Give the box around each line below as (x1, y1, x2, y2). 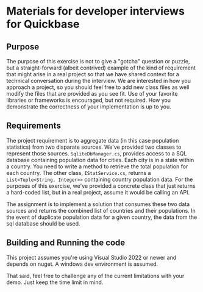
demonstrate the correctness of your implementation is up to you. (6, 103, 172, 110)
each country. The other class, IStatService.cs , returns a (6, 169, 151, 176)
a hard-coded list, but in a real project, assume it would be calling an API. (6, 188, 190, 196)
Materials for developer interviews (6, 4, 185, 18)
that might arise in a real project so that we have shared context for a (6, 71, 180, 77)
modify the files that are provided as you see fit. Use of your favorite (6, 90, 178, 97)
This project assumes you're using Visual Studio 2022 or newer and (6, 254, 177, 261)
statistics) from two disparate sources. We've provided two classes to (6, 143, 182, 151)
